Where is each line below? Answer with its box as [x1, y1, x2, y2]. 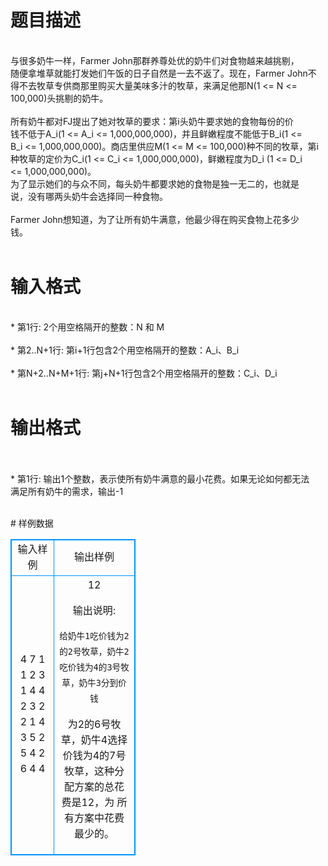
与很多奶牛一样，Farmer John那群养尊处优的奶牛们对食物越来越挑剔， [10, 54, 300, 66]
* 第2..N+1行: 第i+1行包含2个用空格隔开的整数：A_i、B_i [10, 344, 240, 356]
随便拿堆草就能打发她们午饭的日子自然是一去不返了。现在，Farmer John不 [10, 67, 317, 79]
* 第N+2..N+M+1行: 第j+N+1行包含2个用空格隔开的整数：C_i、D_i [10, 367, 278, 379]
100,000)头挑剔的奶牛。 [10, 92, 109, 104]
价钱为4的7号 [62, 748, 127, 762]
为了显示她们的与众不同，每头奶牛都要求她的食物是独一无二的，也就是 [10, 177, 300, 190]
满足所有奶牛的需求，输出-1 [10, 485, 124, 497]
